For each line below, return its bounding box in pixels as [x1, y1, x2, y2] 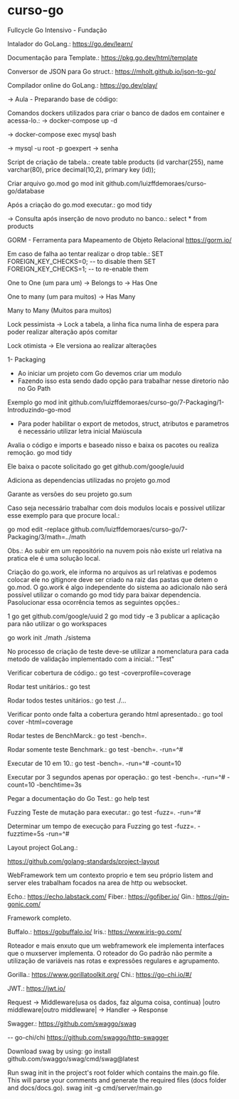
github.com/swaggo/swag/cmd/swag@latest [7, 1054, 139, 1063]
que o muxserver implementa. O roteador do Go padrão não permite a [7, 949, 213, 957]
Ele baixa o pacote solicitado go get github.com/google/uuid [7, 462, 185, 471]
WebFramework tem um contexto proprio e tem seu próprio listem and [7, 871, 213, 879]
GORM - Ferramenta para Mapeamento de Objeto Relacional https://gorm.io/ [7, 235, 232, 244]
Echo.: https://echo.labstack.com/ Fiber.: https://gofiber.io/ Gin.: [7, 892, 195, 901]
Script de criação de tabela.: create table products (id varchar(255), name [7, 158, 224, 166]
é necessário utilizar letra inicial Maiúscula [17, 426, 142, 435]
